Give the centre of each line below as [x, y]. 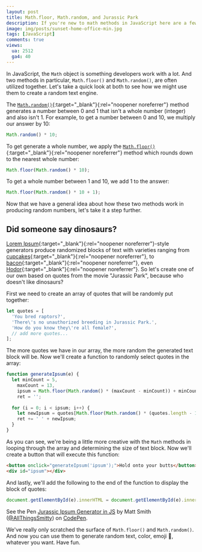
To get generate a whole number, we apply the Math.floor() [81, 146]
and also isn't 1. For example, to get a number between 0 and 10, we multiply [101, 117]
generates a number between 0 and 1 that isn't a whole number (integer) [96, 111]
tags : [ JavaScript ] [31, 34]
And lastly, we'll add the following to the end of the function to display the [97, 482]
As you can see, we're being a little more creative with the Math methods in [99, 441]
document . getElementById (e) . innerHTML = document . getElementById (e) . [95, 500]
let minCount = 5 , [35, 380]
